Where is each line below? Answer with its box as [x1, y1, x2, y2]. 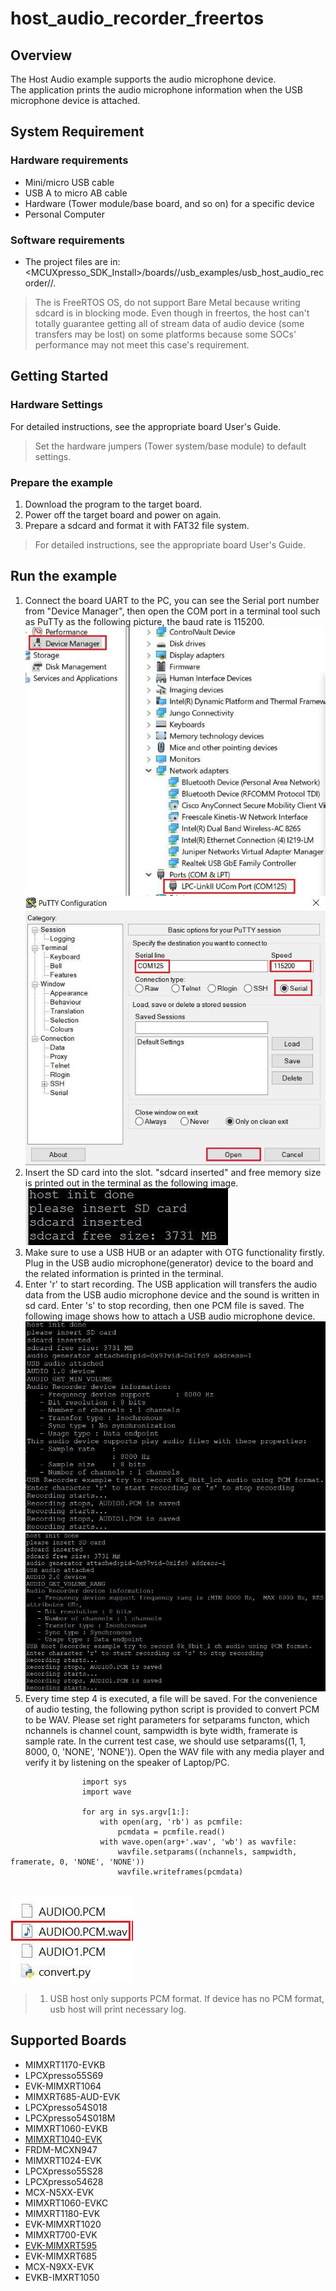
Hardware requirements [10, 153, 129, 167]
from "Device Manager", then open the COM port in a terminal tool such [24, 605, 321, 617]
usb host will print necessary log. [49, 2003, 187, 2016]
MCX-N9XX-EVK [24, 2260, 95, 2272]
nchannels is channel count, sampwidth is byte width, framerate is [24, 1725, 298, 1737]
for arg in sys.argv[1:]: [81, 1807, 190, 1817]
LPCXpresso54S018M [24, 2112, 116, 2124]
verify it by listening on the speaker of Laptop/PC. [24, 1757, 230, 1769]
